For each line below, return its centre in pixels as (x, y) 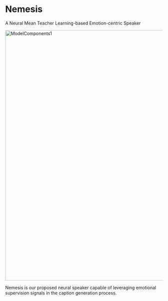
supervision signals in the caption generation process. (61, 293)
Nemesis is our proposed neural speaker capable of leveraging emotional (81, 287)
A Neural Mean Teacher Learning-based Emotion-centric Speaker (73, 23)
